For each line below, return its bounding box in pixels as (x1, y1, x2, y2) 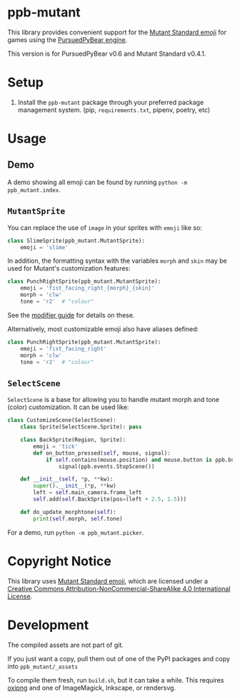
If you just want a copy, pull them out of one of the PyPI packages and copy (7, 654, 231, 663)
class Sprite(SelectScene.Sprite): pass (20, 423, 142, 431)
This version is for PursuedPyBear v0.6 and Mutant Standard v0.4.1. (7, 49, 206, 58)
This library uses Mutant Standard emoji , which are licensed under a (7, 576, 209, 585)
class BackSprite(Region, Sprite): (20, 436, 126, 443)
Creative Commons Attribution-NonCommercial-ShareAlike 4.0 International (7, 584, 231, 593)
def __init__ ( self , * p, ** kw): (20, 476, 114, 483)
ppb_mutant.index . (7, 185, 61, 193)
